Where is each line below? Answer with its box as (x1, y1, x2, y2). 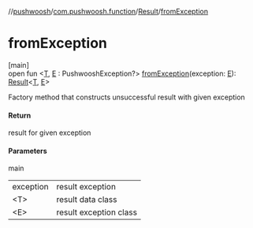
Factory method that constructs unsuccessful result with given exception (8, 92, 246, 102)
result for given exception (8, 128, 91, 137)
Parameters (8, 146, 47, 155)
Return (8, 110, 32, 120)
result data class (56, 194, 117, 205)
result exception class (56, 207, 138, 218)
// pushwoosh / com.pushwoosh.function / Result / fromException (8, 7, 209, 16)
